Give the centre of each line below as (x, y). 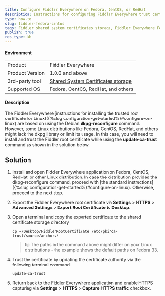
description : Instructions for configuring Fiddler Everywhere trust (78, 14)
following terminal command (41, 265)
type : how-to (18, 19)
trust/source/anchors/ (35, 236)
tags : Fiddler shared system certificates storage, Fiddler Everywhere (80, 28)
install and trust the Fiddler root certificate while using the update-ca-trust (81, 139)
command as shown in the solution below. (47, 145)
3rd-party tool (24, 81)
